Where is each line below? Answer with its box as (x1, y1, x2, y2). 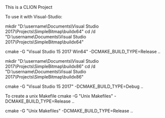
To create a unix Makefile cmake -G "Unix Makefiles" (5, 93, 113, 99)
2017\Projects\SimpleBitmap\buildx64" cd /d (5, 29, 96, 34)
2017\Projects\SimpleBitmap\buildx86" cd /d (5, 64, 96, 69)
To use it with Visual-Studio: (5, 14, 63, 19)
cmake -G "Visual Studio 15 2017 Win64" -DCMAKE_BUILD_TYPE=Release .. (5, 49, 161, 54)
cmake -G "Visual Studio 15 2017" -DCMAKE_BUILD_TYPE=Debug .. (5, 83, 144, 89)
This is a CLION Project (5, 4, 53, 10)
